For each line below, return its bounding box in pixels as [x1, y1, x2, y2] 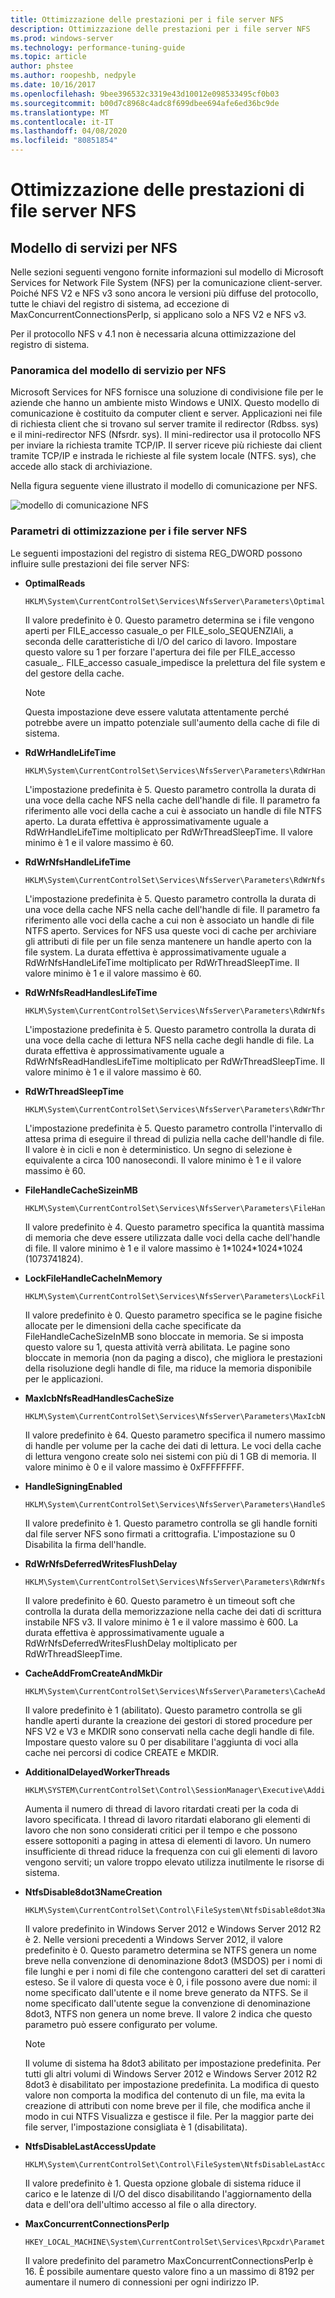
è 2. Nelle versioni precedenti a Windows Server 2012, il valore [24, 1933, 283, 1945]
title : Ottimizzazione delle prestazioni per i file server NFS [10, 14, 284, 25]
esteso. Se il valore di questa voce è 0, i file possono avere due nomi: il [24, 1976, 318, 1988]
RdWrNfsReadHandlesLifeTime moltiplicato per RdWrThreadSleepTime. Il [24, 1055, 326, 1067]
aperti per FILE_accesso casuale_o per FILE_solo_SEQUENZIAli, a [24, 624, 294, 636]
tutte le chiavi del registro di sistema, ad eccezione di [10, 298, 230, 310]
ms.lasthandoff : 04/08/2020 [10, 126, 128, 136]
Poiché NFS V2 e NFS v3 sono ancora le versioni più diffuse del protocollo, [10, 287, 319, 299]
